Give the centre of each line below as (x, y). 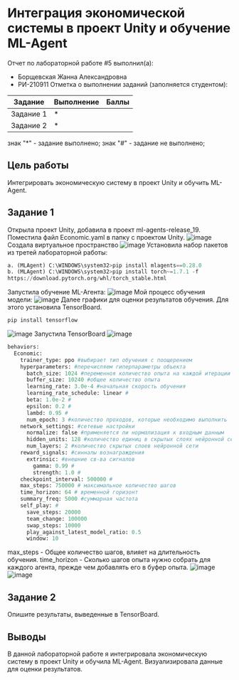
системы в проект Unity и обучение (119, 28)
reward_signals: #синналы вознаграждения (82, 453)
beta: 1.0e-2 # (49, 400)
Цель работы (38, 165)
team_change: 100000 (57, 519)
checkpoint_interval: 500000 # (67, 479)
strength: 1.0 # (57, 472)
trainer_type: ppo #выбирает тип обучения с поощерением (106, 360)
